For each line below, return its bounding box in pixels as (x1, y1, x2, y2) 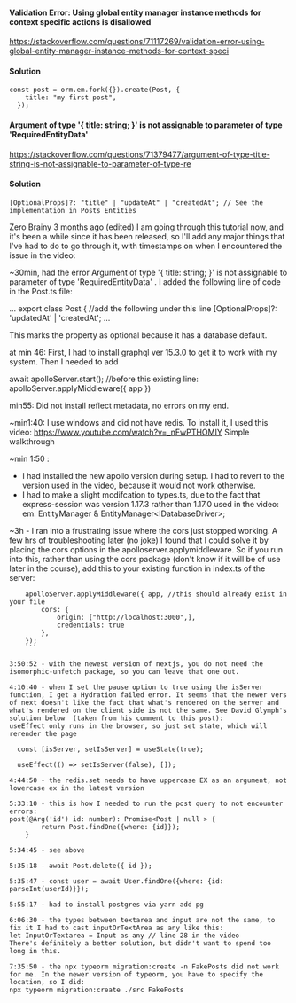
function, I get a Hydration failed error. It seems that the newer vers (9, 690, 288, 700)
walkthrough (9, 435, 55, 447)
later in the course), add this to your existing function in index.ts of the (9, 563, 266, 574)
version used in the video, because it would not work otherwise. (21, 480, 256, 490)
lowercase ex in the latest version (9, 783, 144, 793)
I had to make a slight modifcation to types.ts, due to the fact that (21, 489, 261, 500)
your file (9, 597, 46, 607)
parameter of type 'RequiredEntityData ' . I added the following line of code (9, 276, 281, 287)
